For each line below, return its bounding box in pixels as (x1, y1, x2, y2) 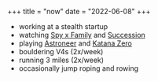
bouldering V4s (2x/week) (18, 47, 104, 56)
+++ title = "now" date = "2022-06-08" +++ (7, 7, 151, 16)
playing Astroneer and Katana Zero (18, 39, 133, 48)
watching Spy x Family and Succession (18, 31, 146, 39)
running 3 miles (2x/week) (18, 55, 104, 64)
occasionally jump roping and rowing (18, 64, 139, 73)
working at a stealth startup (18, 22, 108, 31)
